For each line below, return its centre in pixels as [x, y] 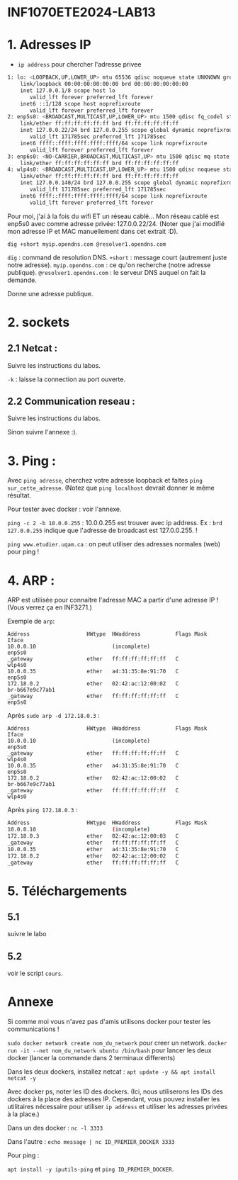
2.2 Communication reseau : [72, 401]
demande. [22, 280]
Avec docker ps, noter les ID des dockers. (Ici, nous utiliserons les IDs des [115, 1091]
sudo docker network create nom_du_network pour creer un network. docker [117, 1043]
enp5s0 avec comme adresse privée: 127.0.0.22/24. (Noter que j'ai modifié [116, 223]
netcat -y [22, 1079]
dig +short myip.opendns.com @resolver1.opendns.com [87, 244]
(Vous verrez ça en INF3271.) [50, 607]
